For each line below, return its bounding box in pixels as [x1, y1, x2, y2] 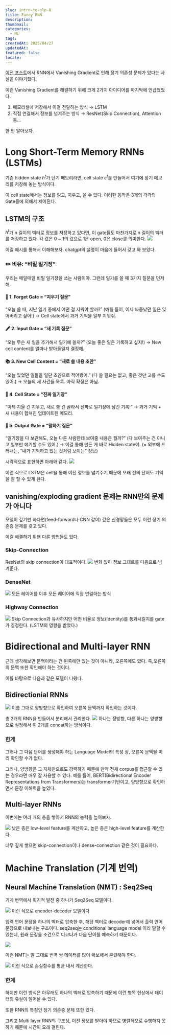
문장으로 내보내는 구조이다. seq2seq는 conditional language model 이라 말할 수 [5, 925, 166, 931]
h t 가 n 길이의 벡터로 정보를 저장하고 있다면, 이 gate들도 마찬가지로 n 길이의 [5, 228, 154, 236]
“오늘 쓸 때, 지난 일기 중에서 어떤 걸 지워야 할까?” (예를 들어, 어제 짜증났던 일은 [5, 306, 161, 312]
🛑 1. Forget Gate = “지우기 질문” [5, 294, 71, 300]
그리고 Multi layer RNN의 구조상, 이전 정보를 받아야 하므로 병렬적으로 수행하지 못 [5, 1018, 166, 1024]
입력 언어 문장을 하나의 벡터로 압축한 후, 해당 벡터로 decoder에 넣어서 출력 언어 [5, 918, 163, 925]
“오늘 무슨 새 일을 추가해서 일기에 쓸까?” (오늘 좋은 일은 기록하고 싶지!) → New [5, 339, 162, 346]
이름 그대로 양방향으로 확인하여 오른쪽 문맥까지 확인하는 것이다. [11, 705, 137, 711]
